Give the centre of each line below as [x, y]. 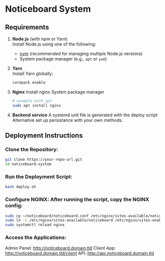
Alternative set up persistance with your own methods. [68, 120]
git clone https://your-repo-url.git [44, 160]
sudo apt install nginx [37, 105]
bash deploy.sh [21, 187]
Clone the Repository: [32, 149]
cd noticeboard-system [28, 164]
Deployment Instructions [44, 136]
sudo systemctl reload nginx [35, 225]
